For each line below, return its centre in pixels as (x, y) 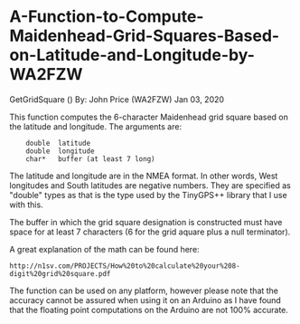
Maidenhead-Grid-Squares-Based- (145, 36)
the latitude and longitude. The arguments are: (96, 126)
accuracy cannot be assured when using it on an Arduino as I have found (145, 300)
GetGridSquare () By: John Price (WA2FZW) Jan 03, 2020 (117, 99)
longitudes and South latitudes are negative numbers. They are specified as (150, 185)
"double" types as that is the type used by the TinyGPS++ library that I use (148, 195)
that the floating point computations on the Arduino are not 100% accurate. (149, 310)
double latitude (58, 143)
